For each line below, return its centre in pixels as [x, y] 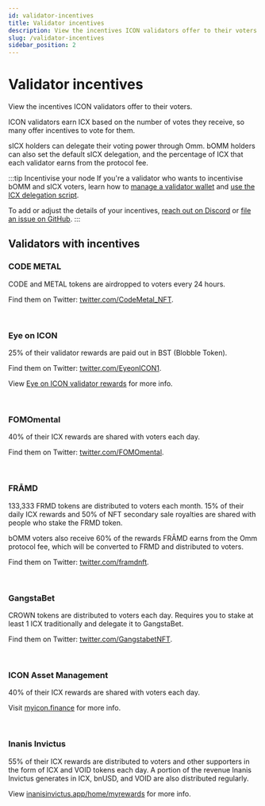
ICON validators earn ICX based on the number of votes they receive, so [126, 122]
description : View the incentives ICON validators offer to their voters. [134, 30]
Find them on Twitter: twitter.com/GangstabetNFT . [90, 639]
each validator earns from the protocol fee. [79, 163]
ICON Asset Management [58, 675]
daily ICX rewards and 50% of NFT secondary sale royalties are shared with [132, 514]
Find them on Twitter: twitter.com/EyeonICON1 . [85, 368]
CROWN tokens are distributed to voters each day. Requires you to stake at [131, 615]
